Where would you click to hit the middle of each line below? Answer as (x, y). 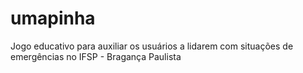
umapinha (53, 18)
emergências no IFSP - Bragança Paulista (96, 56)
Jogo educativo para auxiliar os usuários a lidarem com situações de (152, 46)
